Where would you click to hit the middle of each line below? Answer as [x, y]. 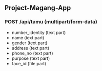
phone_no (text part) [32, 53]
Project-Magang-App [38, 8]
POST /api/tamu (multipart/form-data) [51, 22]
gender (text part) [30, 43]
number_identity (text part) [39, 32]
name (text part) [28, 37]
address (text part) [31, 48]
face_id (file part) [29, 63]
